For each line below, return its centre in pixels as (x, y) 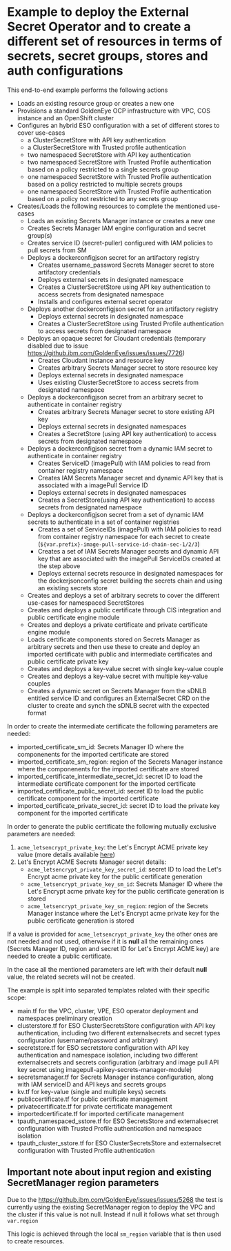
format (37, 713)
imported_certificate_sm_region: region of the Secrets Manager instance (120, 762)
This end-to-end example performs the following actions (88, 90)
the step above (59, 566)
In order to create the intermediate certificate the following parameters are (113, 726)
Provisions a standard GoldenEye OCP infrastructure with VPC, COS (113, 111)
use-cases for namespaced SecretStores (86, 603)
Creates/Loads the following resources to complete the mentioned (111, 206)
